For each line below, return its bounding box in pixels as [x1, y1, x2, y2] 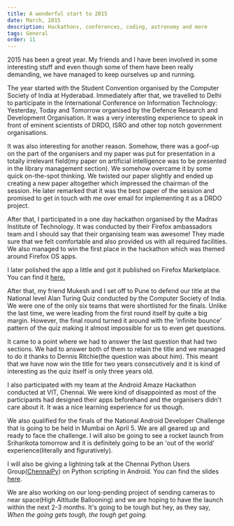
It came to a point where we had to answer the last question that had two [7, 337, 217, 346]
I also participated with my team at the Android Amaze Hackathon [7, 381, 197, 389]
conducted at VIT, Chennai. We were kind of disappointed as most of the [7, 388, 217, 397]
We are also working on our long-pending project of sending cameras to [7, 488, 215, 497]
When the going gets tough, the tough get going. [7, 511, 148, 519]
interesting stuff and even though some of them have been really [7, 63, 193, 71]
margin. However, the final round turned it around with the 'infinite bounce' [7, 316, 222, 325]
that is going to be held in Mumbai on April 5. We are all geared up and [7, 424, 210, 432]
